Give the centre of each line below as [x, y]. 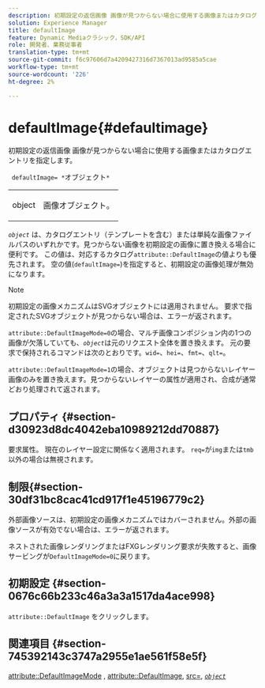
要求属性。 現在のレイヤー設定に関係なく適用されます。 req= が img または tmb [131, 450]
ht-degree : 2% [32, 81]
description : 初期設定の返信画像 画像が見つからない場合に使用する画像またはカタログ [133, 15]
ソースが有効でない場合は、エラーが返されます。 [94, 530]
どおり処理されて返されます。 [56, 389]
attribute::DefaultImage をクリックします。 [81, 616]
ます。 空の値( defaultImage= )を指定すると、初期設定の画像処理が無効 [141, 264]
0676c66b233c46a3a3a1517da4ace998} [112, 597]
